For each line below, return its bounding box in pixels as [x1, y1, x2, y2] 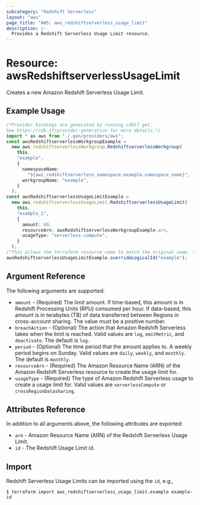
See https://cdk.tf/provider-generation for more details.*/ [6, 127, 161, 133]
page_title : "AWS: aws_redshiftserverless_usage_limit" [6, 20, 148, 26]
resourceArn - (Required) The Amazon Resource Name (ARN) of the [14, 361, 181, 369]
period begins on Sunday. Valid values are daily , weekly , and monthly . [14, 349, 186, 356]
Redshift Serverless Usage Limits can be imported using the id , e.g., [6, 478, 174, 485]
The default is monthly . [14, 356, 71, 363]
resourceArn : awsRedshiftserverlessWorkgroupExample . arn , [21, 227, 169, 233]
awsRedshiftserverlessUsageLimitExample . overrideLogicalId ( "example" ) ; [6, 254, 187, 261]
